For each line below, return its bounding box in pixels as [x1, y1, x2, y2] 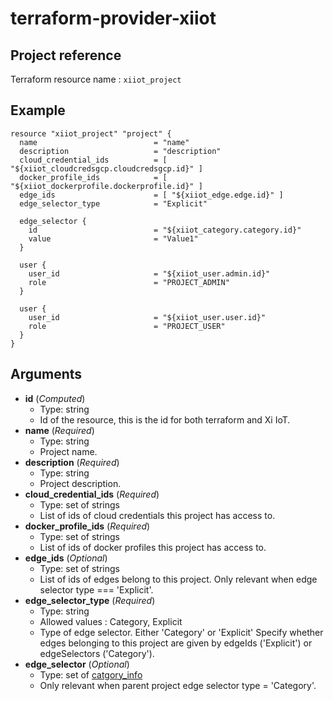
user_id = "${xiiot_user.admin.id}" [28, 268, 271, 279]
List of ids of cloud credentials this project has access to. [39, 509, 276, 521]
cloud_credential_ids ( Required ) [24, 488, 160, 500]
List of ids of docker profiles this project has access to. [39, 541, 267, 553]
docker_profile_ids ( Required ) [24, 520, 151, 532]
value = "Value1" [28, 233, 199, 244]
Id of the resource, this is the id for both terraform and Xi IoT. [39, 413, 291, 426]
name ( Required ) [24, 424, 95, 436]
